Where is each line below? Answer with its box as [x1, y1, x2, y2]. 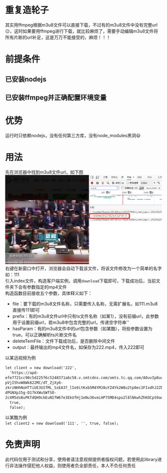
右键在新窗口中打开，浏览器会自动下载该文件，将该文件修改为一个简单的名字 [5, 265, 162, 271]
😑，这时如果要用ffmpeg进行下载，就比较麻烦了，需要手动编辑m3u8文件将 [5, 28, 158, 34]
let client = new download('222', [5, 366, 77, 371]
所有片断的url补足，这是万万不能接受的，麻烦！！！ [5, 34, 111, 40]
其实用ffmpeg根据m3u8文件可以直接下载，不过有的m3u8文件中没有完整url [5, 22, 158, 28]
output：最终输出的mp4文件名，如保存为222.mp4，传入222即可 [12, 344, 145, 350]
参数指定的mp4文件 [26, 284, 67, 290]
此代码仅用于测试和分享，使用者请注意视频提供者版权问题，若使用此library [5, 457, 158, 463]
